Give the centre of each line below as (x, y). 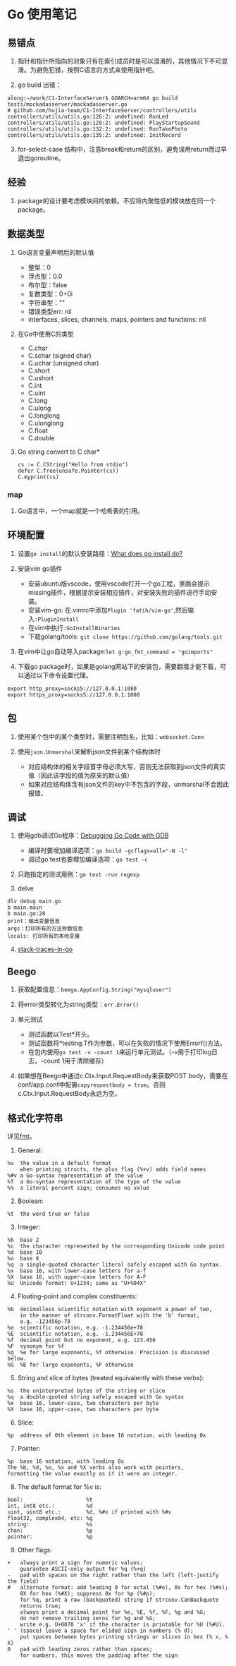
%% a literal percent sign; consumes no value (79, 1188)
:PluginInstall (56, 619)
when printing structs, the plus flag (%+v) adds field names (113, 1169)
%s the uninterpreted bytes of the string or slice (86, 1391)
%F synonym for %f (36, 1346)
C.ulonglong (46, 423)
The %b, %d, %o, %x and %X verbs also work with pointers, (96, 1467)
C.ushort (41, 378)
